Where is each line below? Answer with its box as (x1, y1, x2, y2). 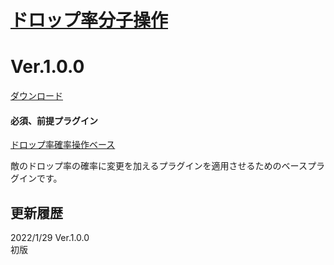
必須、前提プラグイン (10, 114, 98, 126)
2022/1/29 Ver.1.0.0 (10, 232, 90, 244)
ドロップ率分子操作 (10, 9, 169, 32)
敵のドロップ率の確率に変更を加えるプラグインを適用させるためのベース (10, 160, 308, 172)
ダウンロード (10, 90, 63, 102)
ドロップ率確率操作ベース (10, 139, 116, 151)
